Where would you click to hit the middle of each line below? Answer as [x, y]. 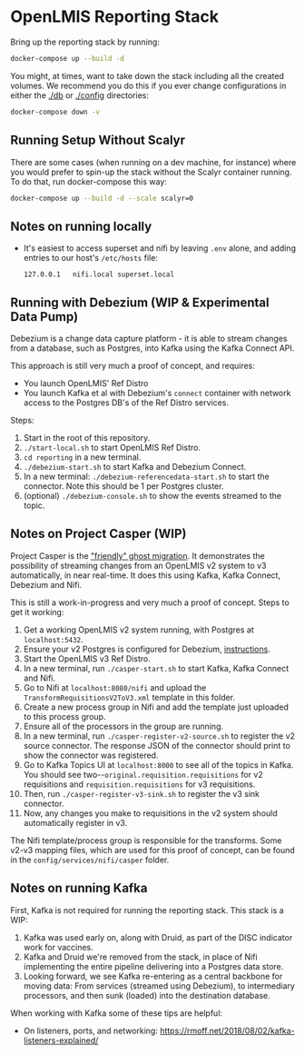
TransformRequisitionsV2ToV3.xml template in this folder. [129, 697]
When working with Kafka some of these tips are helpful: [117, 1013]
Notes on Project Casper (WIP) [98, 534]
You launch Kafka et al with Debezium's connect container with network [157, 393]
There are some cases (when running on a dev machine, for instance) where [153, 162]
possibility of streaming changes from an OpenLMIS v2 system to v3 [138, 565]
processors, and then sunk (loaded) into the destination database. [147, 995]
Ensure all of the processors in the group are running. [123, 726]
